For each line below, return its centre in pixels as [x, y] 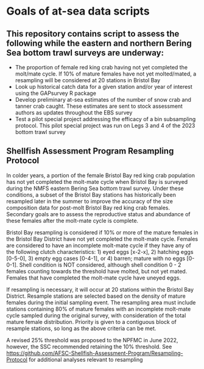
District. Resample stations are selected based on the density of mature [96, 296]
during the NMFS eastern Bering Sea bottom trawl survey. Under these [95, 188]
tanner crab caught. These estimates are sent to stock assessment [99, 106]
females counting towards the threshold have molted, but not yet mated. [97, 271]
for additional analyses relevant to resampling [86, 359]
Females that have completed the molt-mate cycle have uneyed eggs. [94, 278]
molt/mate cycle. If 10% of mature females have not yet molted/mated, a [106, 74]
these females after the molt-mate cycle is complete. [72, 220]
